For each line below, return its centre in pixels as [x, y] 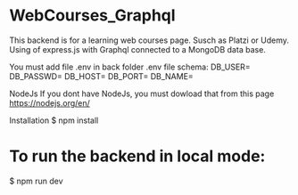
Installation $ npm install [54, 120]
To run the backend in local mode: [137, 156]
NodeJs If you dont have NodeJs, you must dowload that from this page [142, 93]
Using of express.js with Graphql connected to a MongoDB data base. [137, 49]
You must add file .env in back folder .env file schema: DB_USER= [130, 67]
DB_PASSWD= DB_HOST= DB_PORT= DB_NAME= [101, 76]
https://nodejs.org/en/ [50, 102]
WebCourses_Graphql [92, 16]
